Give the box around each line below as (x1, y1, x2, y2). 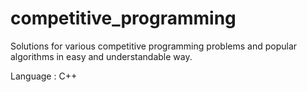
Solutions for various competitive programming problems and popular (10, 40, 298, 52)
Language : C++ (10, 70, 78, 82)
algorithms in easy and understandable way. (10, 50, 193, 62)
